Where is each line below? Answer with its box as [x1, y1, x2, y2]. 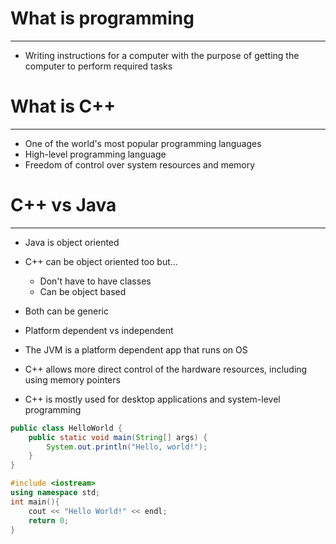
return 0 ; [28, 515, 70, 526]
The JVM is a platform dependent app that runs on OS [24, 343, 248, 356]
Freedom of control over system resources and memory [24, 158, 256, 171]
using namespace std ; [10, 488, 101, 498]
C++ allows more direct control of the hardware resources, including [24, 363, 308, 375]
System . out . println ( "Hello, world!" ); [46, 442, 208, 452]
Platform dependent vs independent [24, 324, 174, 336]
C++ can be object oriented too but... [24, 255, 178, 267]
